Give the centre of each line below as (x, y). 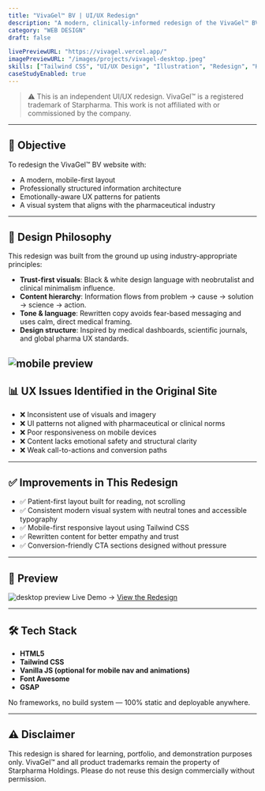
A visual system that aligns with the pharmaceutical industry (117, 205)
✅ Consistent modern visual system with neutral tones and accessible (133, 510)
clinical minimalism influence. (67, 288)
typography (38, 519)
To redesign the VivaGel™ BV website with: (77, 164)
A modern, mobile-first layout (67, 179)
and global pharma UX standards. (74, 339)
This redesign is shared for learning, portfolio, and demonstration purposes (130, 753)
